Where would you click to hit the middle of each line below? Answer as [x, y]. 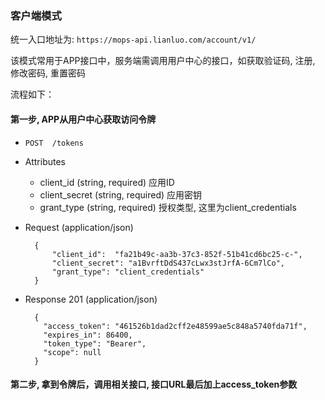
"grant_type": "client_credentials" [128, 272]
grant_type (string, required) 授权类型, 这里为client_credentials [168, 207]
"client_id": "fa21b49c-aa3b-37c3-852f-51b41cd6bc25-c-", [177, 254]
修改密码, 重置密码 [48, 73]
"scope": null [72, 352]
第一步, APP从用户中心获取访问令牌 [83, 119]
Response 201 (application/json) [91, 299]
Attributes [45, 161]
